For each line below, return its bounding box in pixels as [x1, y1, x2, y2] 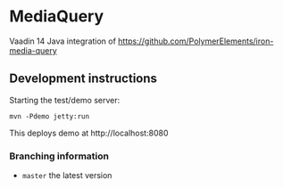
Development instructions [9, 71, 158, 86]
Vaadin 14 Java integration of [9, 36, 116, 46]
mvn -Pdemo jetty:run [9, 111, 90, 121]
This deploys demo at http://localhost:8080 [9, 127, 169, 138]
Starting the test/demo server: [9, 94, 121, 105]
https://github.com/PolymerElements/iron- [117, 36, 274, 46]
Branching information [9, 150, 110, 162]
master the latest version [21, 170, 112, 181]
